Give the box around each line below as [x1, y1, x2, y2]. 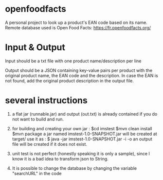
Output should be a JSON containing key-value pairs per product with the [5, 67, 152, 73]
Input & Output [5, 42, 66, 53]
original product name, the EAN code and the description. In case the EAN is [5, 72, 158, 79]
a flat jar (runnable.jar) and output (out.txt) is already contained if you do [12, 111, 158, 117]
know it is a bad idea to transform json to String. [12, 156, 109, 161]
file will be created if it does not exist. [12, 141, 88, 147]
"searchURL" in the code [12, 170, 62, 176]
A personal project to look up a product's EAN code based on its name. [5, 20, 147, 25]
